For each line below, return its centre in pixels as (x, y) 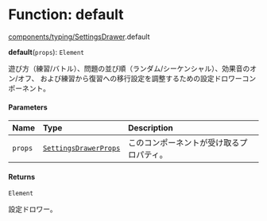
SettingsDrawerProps (81, 148)
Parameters (28, 107)
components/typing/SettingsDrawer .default (79, 37)
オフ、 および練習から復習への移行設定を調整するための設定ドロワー (130, 78)
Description (151, 128)
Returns (22, 176)
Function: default (66, 15)
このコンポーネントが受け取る (184, 143)
